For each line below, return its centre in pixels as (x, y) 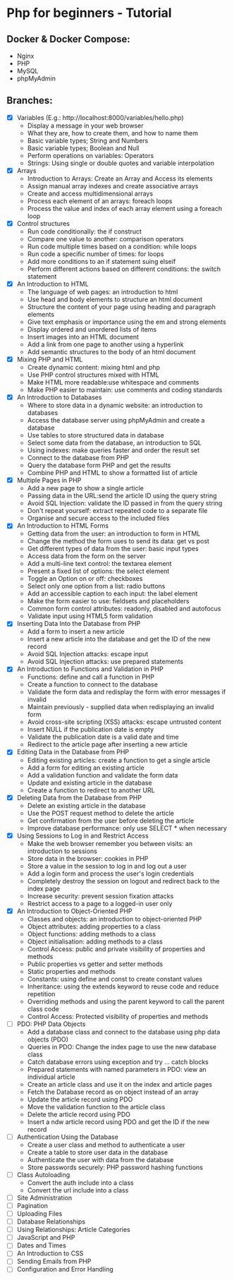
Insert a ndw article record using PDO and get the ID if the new (118, 1122)
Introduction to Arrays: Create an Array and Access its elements (120, 179)
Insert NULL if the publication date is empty (91, 730)
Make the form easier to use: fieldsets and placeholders (108, 601)
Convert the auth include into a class (81, 1183)
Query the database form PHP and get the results (99, 465)
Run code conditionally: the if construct (85, 231)
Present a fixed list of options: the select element (98, 571)
